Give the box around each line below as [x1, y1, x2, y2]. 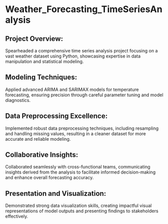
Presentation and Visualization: [5, 189, 106, 198]
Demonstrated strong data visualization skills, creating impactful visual [5, 203, 152, 209]
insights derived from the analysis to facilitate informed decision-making [5, 169, 156, 175]
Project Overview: [5, 34, 63, 43]
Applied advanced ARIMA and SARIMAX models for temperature [5, 86, 139, 92]
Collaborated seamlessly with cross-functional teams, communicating [5, 164, 150, 170]
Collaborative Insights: [5, 150, 78, 159]
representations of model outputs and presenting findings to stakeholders [5, 208, 159, 214]
